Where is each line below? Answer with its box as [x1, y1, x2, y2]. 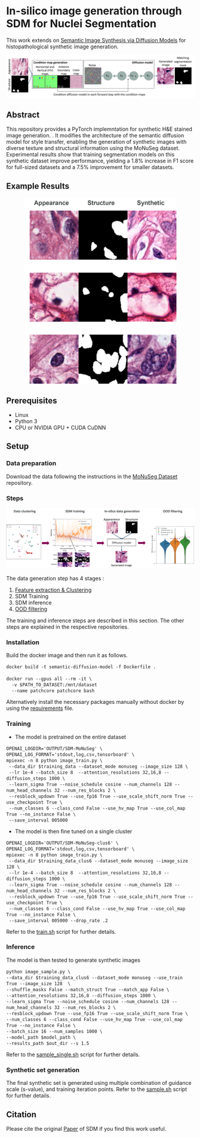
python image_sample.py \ [6, 968, 70, 974]
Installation [6, 638, 40, 646]
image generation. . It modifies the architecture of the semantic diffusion [6, 132, 184, 139]
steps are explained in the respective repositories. [6, 623, 130, 630]
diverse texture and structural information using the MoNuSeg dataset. [6, 144, 180, 152]
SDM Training [14, 592, 49, 599]
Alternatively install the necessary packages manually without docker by [6, 699, 184, 706]
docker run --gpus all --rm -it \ [6, 676, 93, 682]
